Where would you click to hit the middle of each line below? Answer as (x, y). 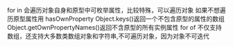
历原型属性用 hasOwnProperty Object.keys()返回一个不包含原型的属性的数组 (116, 19)
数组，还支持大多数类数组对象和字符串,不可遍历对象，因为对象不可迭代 (109, 36)
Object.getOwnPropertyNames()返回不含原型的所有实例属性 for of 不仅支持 (114, 27)
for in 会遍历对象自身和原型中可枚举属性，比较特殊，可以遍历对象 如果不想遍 (116, 10)
